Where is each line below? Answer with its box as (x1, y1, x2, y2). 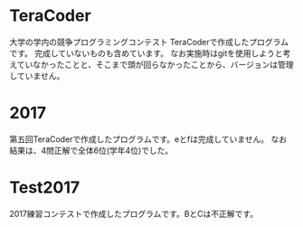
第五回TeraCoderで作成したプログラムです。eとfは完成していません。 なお (9, 133, 288, 145)
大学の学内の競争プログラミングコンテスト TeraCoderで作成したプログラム (9, 36, 289, 47)
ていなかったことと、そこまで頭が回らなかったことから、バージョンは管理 (16, 59, 294, 70)
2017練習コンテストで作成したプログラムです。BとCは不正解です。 (9, 208, 259, 219)
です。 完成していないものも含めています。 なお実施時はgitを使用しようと (9, 47, 283, 59)
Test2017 (9, 177, 80, 198)
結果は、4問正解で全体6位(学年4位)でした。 (9, 145, 174, 156)
